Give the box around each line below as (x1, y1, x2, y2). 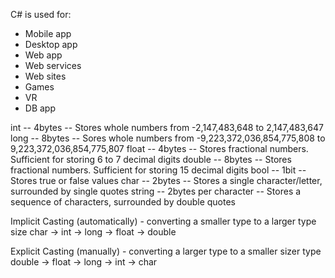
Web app (24, 49, 63, 61)
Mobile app (24, 28, 72, 39)
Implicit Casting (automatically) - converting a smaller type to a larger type (10, 215, 317, 227)
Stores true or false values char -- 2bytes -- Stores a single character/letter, (10, 175, 323, 186)
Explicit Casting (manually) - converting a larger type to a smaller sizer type (10, 245, 322, 257)
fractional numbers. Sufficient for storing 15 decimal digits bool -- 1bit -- (10, 164, 307, 176)
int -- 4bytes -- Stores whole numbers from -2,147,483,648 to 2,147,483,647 (10, 122, 324, 133)
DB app (24, 102, 57, 114)
